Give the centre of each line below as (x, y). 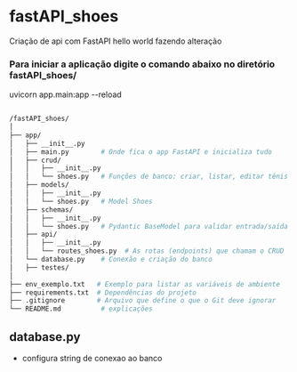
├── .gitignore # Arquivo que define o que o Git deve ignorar (143, 301)
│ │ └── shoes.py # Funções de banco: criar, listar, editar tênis (149, 177)
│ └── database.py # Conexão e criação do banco (111, 260)
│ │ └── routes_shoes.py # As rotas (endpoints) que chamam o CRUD (147, 251)
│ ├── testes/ (39, 267)
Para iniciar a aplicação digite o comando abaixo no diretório (142, 64)
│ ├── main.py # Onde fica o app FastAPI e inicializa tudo (141, 152)
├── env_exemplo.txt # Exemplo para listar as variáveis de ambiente (144, 284)
